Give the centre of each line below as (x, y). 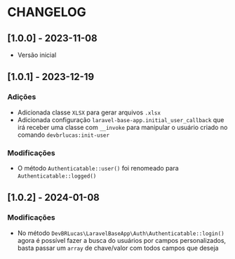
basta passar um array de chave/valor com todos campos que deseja (118, 248)
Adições (22, 97)
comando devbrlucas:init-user (63, 135)
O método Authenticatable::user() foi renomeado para (98, 168)
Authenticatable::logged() (57, 176)
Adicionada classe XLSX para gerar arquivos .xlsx (89, 112)
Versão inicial (37, 55)
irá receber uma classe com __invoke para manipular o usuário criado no (122, 127)
